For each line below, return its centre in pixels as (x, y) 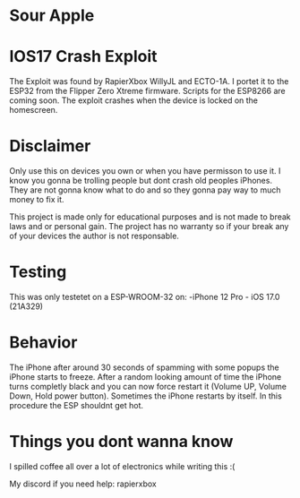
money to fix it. (37, 200)
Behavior (43, 343)
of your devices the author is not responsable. (94, 236)
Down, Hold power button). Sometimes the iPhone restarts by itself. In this (146, 396)
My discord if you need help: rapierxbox (83, 484)
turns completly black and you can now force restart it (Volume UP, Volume (148, 386)
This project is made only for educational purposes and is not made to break (150, 217)
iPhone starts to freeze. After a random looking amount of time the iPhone (146, 376)
